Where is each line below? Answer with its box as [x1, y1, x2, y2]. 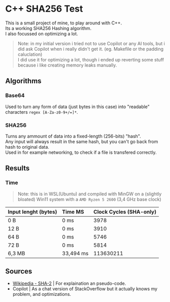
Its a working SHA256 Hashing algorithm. [5, 25, 92, 31]
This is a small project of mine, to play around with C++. [5, 20, 122, 26]
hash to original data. [5, 144, 50, 150]
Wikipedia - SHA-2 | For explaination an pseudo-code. [12, 280, 126, 287]
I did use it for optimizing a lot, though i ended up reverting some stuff [17, 56, 164, 62]
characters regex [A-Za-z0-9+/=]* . [5, 109, 78, 115]
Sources [5, 267, 32, 276]
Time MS [62, 208, 84, 215]
